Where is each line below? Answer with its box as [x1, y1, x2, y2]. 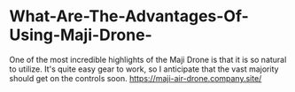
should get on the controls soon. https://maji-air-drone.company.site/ [9, 73, 262, 83]
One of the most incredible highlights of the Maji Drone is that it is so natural [9, 54, 287, 65]
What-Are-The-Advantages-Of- [9, 6, 250, 27]
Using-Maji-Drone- [9, 25, 152, 45]
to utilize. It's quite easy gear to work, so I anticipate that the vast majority [9, 64, 279, 74]
